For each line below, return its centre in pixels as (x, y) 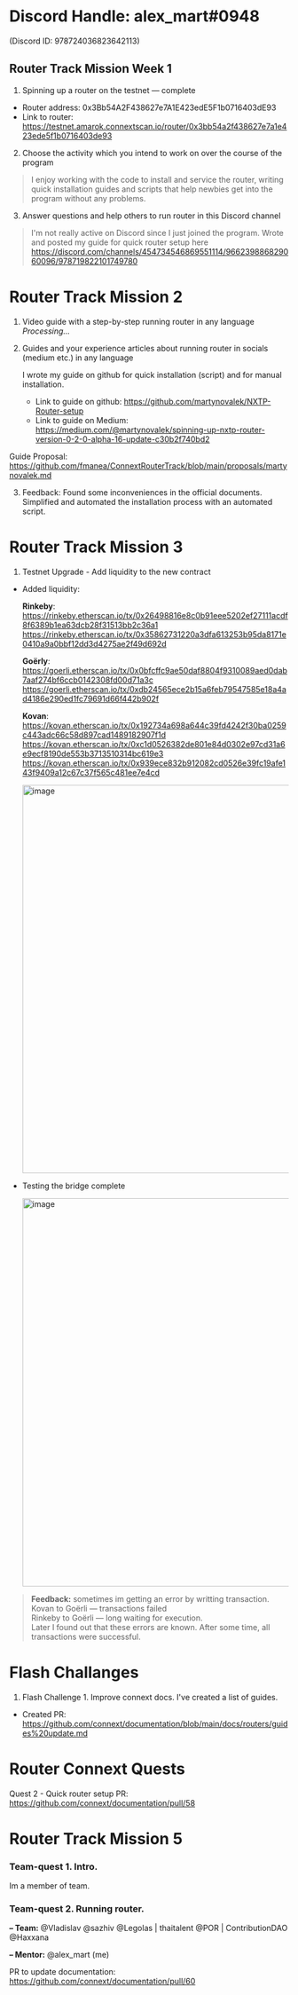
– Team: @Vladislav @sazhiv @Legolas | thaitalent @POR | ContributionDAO (149, 1928)
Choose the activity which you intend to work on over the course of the (152, 153)
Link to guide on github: (78, 401)
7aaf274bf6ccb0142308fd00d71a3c (87, 680)
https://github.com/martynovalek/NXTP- (197, 401)
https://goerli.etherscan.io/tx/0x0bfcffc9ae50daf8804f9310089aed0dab (155, 670)
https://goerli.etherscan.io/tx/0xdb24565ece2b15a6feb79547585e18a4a (154, 689)
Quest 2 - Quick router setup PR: (69, 1794)
